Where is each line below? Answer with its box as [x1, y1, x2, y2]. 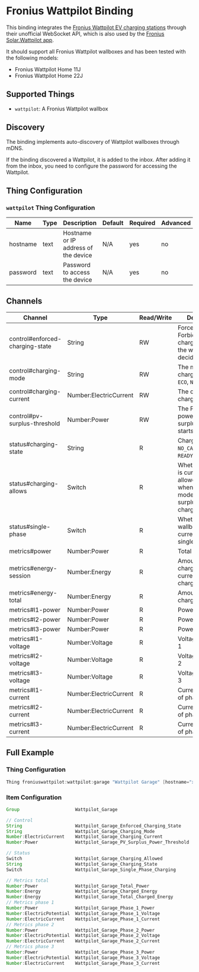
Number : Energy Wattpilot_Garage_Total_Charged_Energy [6, 894, 174, 900]
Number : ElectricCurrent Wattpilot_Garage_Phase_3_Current [6, 960, 161, 966]
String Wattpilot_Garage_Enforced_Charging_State [6, 823, 182, 829]
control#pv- [9, 412, 43, 420]
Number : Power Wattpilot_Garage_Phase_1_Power [6, 905, 155, 911]
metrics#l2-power [9, 616, 61, 624]
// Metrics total [6, 878, 49, 883]
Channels [6, 296, 43, 306]
